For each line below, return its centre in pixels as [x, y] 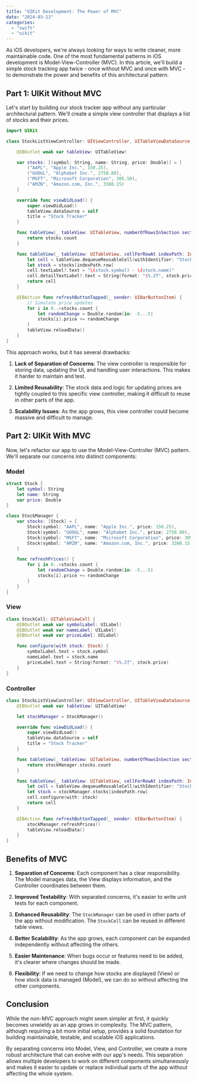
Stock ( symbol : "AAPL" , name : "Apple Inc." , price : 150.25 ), [102, 527]
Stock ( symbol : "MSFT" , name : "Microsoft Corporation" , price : [105, 538]
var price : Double [39, 500]
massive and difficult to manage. [54, 417]
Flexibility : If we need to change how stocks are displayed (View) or [97, 973]
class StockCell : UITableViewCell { [51, 619]
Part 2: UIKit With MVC [48, 436]
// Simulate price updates [60, 303]
